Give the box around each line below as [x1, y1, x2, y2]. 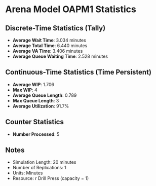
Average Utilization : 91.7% [12, 103, 69, 109]
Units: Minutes [12, 170, 43, 176]
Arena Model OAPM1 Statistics [5, 4, 137, 15]
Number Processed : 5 [12, 131, 60, 137]
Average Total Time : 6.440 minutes [12, 43, 88, 49]
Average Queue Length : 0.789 [12, 92, 77, 98]
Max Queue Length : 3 [12, 97, 59, 103]
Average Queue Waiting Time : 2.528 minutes [12, 53, 108, 59]
